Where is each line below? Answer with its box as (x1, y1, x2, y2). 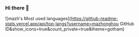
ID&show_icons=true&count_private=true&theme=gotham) (5, 26, 125, 32)
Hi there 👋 (5, 4, 30, 11)
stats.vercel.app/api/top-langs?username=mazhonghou (5, 21, 119, 27)
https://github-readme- (71, 16, 118, 22)
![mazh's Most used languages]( (5, 16, 71, 22)
